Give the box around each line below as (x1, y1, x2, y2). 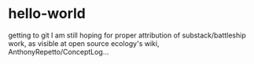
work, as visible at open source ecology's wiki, (8, 38, 160, 48)
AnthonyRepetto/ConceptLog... (8, 47, 109, 56)
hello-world (8, 5, 87, 23)
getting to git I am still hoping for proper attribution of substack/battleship (8, 30, 246, 40)
